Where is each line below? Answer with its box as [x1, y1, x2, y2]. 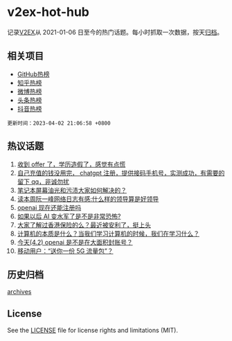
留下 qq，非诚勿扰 [17, 177, 69, 186]
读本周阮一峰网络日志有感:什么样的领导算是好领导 [17, 195, 159, 203]
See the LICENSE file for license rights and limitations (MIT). [7, 326, 179, 335]
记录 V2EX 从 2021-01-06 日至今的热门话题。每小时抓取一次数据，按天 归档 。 [7, 28, 224, 36]
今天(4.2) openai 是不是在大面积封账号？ [17, 238, 133, 246]
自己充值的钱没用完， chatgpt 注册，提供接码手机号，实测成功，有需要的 [17, 168, 225, 177]
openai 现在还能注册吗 [17, 203, 82, 211]
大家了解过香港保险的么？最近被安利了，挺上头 [17, 220, 151, 229]
